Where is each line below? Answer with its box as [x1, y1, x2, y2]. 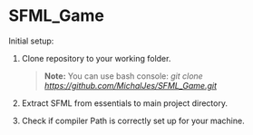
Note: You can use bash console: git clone [44, 70, 203, 82]
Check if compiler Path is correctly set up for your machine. [21, 115, 246, 126]
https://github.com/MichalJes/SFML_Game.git [44, 80, 217, 91]
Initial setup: [8, 35, 54, 46]
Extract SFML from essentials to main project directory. [21, 97, 229, 109]
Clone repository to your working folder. [21, 53, 171, 63]
